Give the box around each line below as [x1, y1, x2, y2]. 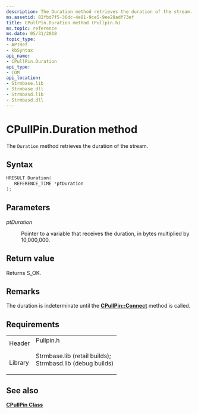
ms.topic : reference [6, 25, 58, 31]
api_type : [6, 64, 31, 70]
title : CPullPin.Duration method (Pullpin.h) [6, 20, 121, 26]
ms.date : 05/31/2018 [6, 31, 58, 37]
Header [9, 339, 30, 347]
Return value [6, 254, 55, 264]
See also [6, 385, 39, 396]
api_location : [6, 75, 42, 81]
